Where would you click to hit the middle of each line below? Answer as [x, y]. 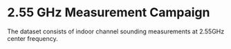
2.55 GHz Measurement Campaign [109, 13]
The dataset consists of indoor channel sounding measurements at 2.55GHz [116, 31]
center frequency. [33, 38]
